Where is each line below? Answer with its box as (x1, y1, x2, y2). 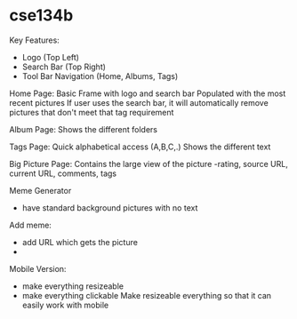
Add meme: (9, 219, 52, 230)
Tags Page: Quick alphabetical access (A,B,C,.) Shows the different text (9, 141, 271, 152)
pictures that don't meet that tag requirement (9, 107, 174, 117)
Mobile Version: (9, 263, 67, 274)
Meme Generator (9, 185, 72, 195)
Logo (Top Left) (21, 52, 80, 62)
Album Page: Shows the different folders (9, 124, 158, 134)
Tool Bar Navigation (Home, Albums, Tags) (21, 70, 179, 81)
